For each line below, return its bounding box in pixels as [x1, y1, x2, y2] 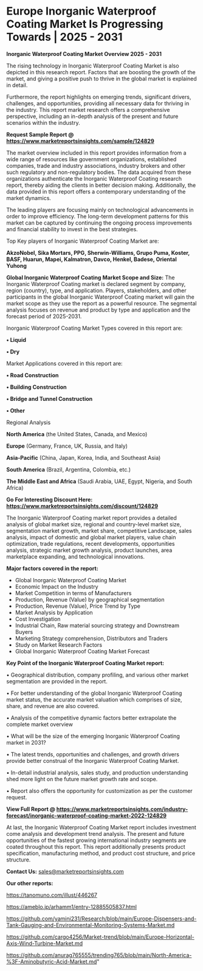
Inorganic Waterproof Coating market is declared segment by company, [6, 280, 186, 287]
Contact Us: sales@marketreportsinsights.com [6, 868, 125, 875]
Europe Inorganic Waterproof [6, 4, 157, 18]
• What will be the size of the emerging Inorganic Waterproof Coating [6, 732, 181, 740]
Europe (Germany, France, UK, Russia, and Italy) [6, 442, 128, 450]
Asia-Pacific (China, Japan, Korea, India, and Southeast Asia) [6, 454, 161, 461]
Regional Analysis [6, 419, 51, 426]
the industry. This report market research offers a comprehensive [6, 106, 170, 113]
